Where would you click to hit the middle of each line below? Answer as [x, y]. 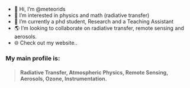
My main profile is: [33, 58]
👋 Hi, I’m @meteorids [40, 9]
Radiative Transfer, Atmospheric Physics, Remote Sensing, [94, 72]
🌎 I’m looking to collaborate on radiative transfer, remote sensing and [99, 28]
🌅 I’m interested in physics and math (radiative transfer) [82, 15]
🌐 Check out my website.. [46, 43]
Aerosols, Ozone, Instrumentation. [63, 79]
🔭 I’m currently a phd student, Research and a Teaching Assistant [94, 21]
